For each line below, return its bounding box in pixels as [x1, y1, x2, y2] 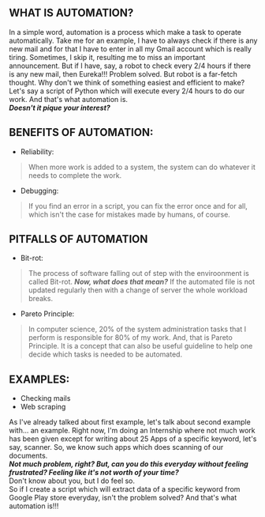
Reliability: [20, 146, 54, 157]
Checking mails [20, 394, 71, 403]
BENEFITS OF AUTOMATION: [9, 126, 154, 139]
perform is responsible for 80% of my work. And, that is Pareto [28, 333, 233, 342]
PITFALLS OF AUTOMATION [9, 232, 148, 246]
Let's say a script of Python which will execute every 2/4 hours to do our [9, 86, 245, 96]
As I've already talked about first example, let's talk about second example [9, 417, 251, 427]
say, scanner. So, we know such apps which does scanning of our [9, 443, 224, 452]
